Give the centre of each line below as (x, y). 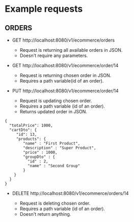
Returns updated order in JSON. (53, 112)
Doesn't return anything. (45, 214)
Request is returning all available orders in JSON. (71, 50)
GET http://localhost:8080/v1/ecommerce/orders (63, 40)
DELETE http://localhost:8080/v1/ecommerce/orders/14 (70, 193)
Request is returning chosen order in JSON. (65, 75)
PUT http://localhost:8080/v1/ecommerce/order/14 (65, 91)
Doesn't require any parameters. (54, 55)
